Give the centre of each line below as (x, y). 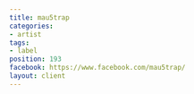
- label (24, 51)
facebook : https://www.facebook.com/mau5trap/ (97, 68)
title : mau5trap (39, 17)
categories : (31, 26)
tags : (19, 43)
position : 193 (36, 59)
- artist (25, 34)
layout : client (38, 76)
